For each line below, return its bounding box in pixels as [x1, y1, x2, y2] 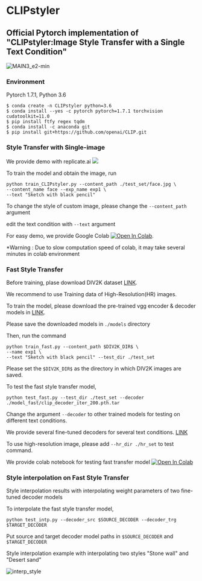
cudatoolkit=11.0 [6, 113, 50, 119]
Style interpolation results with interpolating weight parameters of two [6, 487, 180, 495]
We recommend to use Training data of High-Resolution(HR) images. [6, 290, 177, 297]
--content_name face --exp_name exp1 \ [6, 186, 107, 192]
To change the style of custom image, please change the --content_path [6, 202, 187, 209]
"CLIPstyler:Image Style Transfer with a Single [6, 37, 185, 47]
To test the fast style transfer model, [6, 383, 96, 390]
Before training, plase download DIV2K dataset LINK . [6, 279, 137, 286]
